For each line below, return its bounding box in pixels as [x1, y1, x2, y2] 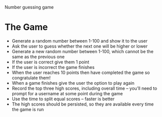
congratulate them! [11, 74, 51, 81]
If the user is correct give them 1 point [11, 59, 90, 65]
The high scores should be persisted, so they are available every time [11, 101, 154, 107]
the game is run [11, 106, 44, 112]
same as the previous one [11, 54, 65, 59]
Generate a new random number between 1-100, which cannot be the [11, 48, 154, 54]
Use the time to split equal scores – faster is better [11, 96, 115, 102]
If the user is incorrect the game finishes [11, 64, 95, 70]
